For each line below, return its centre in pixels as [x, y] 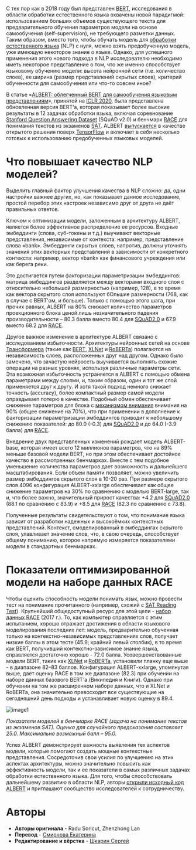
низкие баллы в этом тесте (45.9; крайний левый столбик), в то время [94, 642]
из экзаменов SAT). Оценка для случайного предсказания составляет [94, 727]
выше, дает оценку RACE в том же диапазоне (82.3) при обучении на [93, 673]
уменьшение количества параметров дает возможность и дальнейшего [97, 466]
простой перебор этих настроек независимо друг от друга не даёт [90, 203]
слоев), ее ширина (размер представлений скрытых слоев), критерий [94, 77]
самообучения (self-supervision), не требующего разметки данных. [91, 33]
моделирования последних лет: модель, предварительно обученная [92, 630]
